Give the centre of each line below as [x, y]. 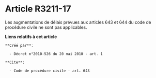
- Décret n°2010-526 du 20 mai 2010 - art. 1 [56, 54]
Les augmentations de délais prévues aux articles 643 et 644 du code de [78, 22]
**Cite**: [15, 62]
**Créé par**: [19, 45]
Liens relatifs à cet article [31, 37]
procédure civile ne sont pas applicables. [46, 27]
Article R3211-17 [38, 9]
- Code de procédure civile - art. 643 [50, 71]
